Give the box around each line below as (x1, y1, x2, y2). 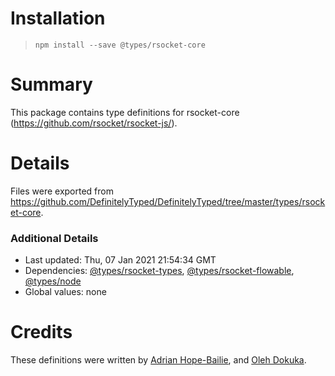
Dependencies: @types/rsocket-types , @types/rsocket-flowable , (24, 265, 295, 277)
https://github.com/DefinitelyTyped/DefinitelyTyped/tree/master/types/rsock (10, 195, 326, 207)
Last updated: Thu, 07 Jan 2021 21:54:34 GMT (24, 254, 217, 266)
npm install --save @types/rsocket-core (34, 40, 206, 50)
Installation (10, 7, 106, 30)
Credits (10, 321, 73, 344)
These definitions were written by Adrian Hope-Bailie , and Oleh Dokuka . (10, 354, 307, 366)
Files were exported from (10, 185, 114, 197)
